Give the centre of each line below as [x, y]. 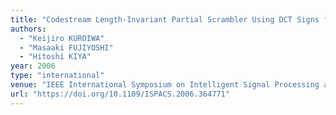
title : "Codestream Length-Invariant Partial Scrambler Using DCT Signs [165, 19]
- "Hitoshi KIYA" [55, 57]
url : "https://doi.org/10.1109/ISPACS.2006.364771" [120, 94]
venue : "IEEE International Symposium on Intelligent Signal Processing [165, 85]
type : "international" [57, 76]
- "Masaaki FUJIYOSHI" [66, 47]
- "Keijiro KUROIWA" [62, 38]
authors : [28, 29]
